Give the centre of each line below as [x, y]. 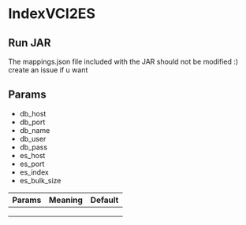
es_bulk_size [40, 180]
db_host [33, 113]
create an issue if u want [48, 70]
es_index [34, 172]
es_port [32, 164]
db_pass [34, 147]
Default [104, 200]
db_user [33, 138]
